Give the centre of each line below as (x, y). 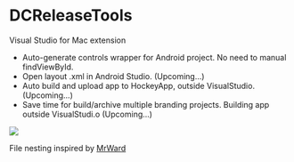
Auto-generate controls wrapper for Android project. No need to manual (154, 57)
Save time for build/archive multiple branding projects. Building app (146, 104)
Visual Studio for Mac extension (68, 40)
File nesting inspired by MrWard (68, 148)
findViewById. (48, 67)
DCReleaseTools (71, 16)
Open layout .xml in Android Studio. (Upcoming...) (113, 76)
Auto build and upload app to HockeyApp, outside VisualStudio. (139, 85)
